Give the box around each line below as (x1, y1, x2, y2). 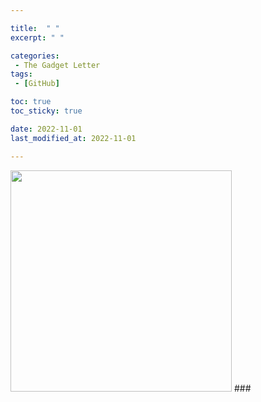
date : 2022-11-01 (10, 124, 83, 134)
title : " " (10, 23, 60, 33)
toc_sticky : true (10, 106, 83, 116)
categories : (10, 51, 60, 61)
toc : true (10, 97, 52, 107)
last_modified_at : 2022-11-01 (10, 133, 137, 143)
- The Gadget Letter (14, 60, 101, 70)
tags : (10, 69, 33, 80)
